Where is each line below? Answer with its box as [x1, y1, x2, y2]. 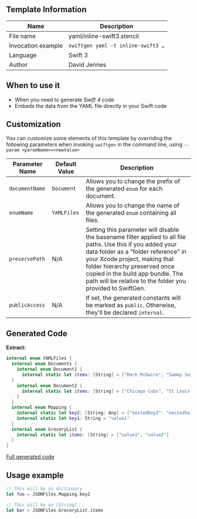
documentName [9, 185, 46, 192]
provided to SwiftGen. [86, 284, 146, 293]
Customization [6, 120, 62, 130]
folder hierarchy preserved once [86, 262, 175, 270]
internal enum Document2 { [16, 382, 83, 389]
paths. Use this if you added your [86, 240, 177, 249]
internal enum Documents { [11, 361, 77, 367]
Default [55, 160, 77, 168]
